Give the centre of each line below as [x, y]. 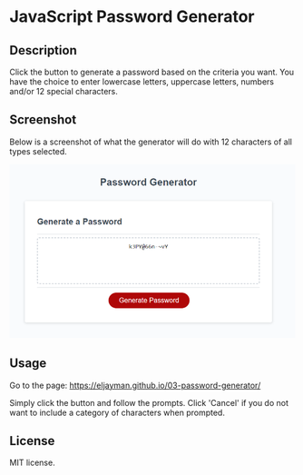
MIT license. [33, 463]
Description [43, 50]
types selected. [39, 151]
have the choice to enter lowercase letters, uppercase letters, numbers [142, 82]
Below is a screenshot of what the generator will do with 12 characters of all [151, 142]
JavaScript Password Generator [132, 17]
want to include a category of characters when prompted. [117, 412]
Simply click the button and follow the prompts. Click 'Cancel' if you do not [149, 402]
